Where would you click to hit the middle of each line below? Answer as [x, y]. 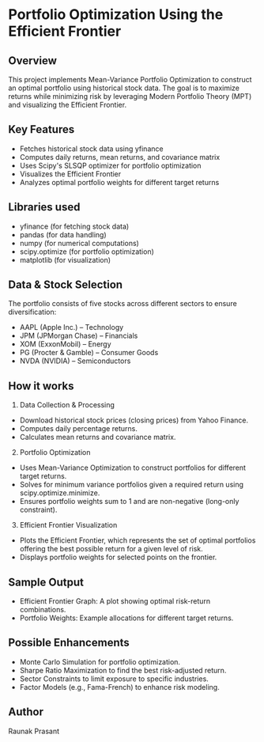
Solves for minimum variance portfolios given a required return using [131, 485]
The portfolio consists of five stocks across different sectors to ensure [123, 304]
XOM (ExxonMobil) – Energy [66, 344]
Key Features [41, 129]
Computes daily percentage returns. [79, 429]
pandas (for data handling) [63, 234]
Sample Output [46, 582]
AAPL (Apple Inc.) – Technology [72, 327]
